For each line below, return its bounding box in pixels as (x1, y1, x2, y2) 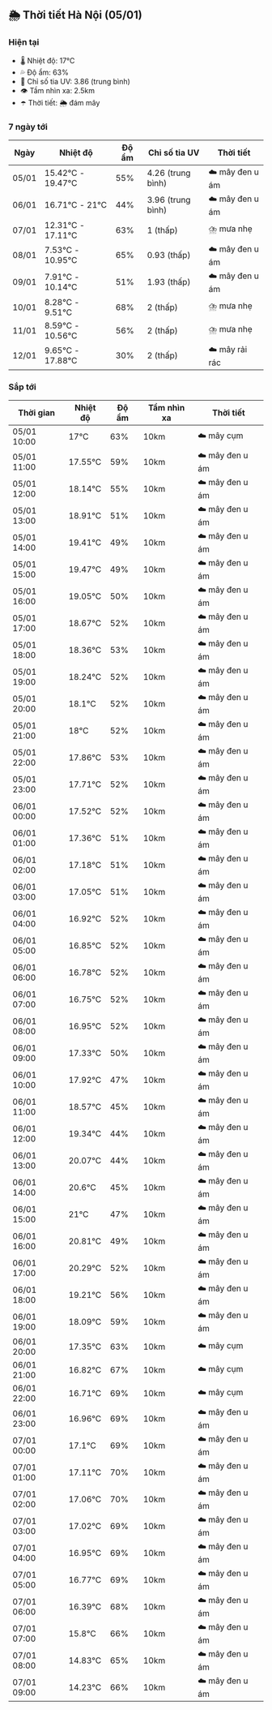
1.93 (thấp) (147, 277, 191, 288)
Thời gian (17, 407, 55, 419)
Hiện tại (8, 37, 40, 48)
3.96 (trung (147, 195, 191, 206)
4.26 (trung (147, 167, 191, 178)
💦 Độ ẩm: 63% (19, 67, 69, 77)
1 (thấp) (147, 224, 178, 235)
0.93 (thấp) (147, 250, 191, 261)
